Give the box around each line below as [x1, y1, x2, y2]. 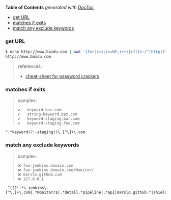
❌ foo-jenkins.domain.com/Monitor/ [17, 167, 94, 172]
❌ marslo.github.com [17, 172, 62, 177]
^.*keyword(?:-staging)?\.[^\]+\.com [5, 130, 85, 135]
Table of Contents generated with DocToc [5, 5, 94, 10]
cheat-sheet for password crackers [25, 73, 100, 80]
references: [17, 63, 42, 69]
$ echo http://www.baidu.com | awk [5, 49, 81, 55]
